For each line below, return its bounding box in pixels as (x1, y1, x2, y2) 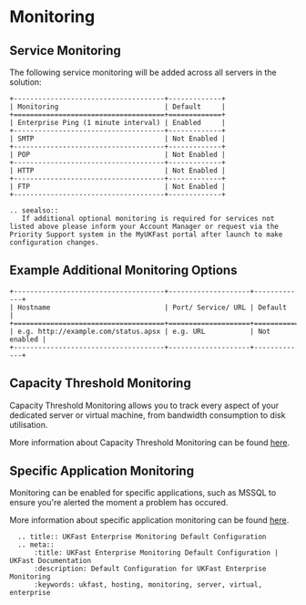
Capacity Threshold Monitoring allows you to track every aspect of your (9, 400, 280, 411)
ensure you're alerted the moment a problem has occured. (9, 497, 229, 508)
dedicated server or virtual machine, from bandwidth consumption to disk (9, 409, 286, 421)
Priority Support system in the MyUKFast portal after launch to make (9, 230, 283, 239)
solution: (9, 77, 43, 88)
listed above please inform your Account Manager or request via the (9, 222, 280, 231)
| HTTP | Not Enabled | (9, 166, 226, 175)
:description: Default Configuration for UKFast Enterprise (33, 564, 267, 574)
